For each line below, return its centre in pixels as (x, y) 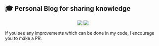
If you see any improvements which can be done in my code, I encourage (80, 33)
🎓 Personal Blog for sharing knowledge (68, 9)
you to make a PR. (23, 38)
